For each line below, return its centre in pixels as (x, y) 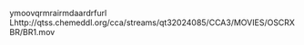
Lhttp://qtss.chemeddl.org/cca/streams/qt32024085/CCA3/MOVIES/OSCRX (152, 22)
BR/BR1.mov (32, 32)
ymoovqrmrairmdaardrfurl (58, 13)
